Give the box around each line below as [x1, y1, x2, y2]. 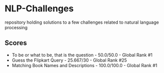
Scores [4, 39, 27, 47]
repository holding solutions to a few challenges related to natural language [4, 19, 160, 25]
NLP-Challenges [4, 3, 74, 14]
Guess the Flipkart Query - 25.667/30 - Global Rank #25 [11, 57, 127, 63]
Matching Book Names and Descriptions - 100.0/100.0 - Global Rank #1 [11, 62, 158, 68]
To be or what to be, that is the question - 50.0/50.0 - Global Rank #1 [11, 52, 153, 58]
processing [4, 24, 28, 30]
